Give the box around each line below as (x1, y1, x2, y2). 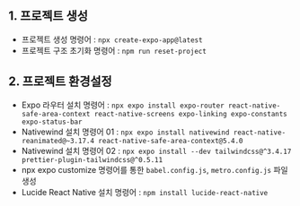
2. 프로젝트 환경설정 (8, 74, 113, 90)
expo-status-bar (21, 117, 83, 126)
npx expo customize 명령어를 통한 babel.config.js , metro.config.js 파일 (21, 164, 288, 175)
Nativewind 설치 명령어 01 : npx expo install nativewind (21, 126, 230, 137)
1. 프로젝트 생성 (8, 8, 89, 24)
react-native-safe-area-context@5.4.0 (97, 136, 243, 145)
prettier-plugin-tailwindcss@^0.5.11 (21, 155, 163, 164)
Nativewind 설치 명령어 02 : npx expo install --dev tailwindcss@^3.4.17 (21, 145, 292, 156)
